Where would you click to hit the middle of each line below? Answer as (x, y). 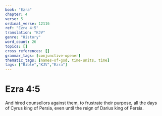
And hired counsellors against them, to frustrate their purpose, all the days (81, 103)
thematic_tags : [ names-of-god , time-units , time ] (57, 60)
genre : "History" (23, 38)
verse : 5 (14, 19)
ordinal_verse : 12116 (27, 23)
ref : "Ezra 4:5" (22, 28)
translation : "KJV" (25, 33)
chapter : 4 (16, 14)
